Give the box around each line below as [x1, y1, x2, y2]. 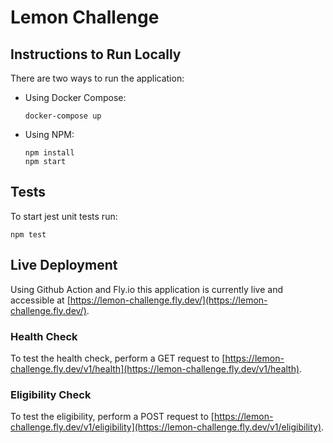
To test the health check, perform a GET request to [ [10, 352, 226, 364]
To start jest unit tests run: [10, 210, 118, 222]
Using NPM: [24, 129, 75, 140]
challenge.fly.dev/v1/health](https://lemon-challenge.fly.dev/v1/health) [10, 362, 300, 375]
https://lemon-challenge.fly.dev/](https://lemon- [69, 294, 268, 306]
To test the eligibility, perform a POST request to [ [10, 411, 215, 423]
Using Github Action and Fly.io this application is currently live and [10, 283, 283, 295]
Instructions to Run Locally [10, 46, 182, 63]
